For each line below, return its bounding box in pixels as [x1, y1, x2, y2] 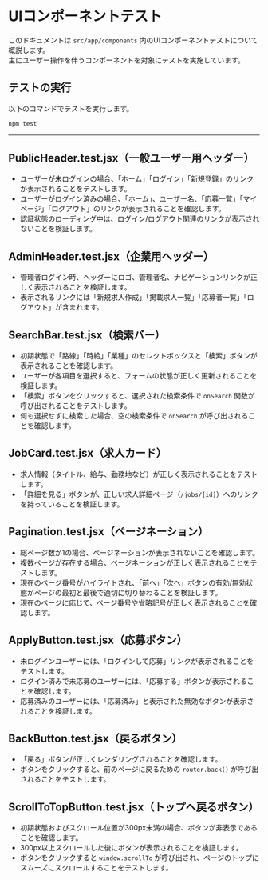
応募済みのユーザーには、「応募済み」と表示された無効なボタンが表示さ [19, 696, 254, 706]
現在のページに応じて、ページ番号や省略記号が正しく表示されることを [19, 598, 250, 607]
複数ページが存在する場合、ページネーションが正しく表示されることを [19, 558, 250, 567]
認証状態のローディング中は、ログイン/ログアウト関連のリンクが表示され [19, 214, 260, 224]
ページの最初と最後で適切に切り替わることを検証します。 [33, 587, 223, 597]
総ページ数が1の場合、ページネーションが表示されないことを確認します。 [19, 547, 260, 557]
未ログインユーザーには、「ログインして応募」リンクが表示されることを [19, 656, 254, 666]
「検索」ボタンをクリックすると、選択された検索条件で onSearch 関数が [19, 391, 255, 401]
